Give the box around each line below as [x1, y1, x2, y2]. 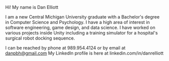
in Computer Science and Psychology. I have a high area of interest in [5, 19, 150, 25]
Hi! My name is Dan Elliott [5, 4, 59, 10]
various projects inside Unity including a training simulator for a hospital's [5, 30, 158, 35]
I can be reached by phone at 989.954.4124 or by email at [5, 45, 126, 50]
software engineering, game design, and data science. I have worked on [5, 24, 155, 30]
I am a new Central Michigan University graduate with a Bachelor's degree [5, 14, 160, 19]
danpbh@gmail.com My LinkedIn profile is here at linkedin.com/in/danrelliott [5, 50, 164, 56]
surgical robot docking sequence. [5, 35, 75, 41]
